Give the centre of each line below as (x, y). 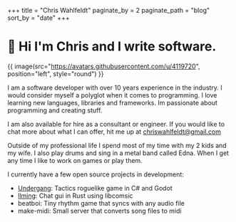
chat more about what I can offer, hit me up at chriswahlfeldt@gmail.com (114, 132)
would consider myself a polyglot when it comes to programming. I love (112, 95)
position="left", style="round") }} (56, 73)
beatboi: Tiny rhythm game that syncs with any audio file (101, 203)
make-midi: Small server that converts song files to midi (99, 211)
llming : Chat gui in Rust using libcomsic (75, 196)
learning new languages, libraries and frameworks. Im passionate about (112, 102)
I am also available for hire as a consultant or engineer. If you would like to (116, 124)
